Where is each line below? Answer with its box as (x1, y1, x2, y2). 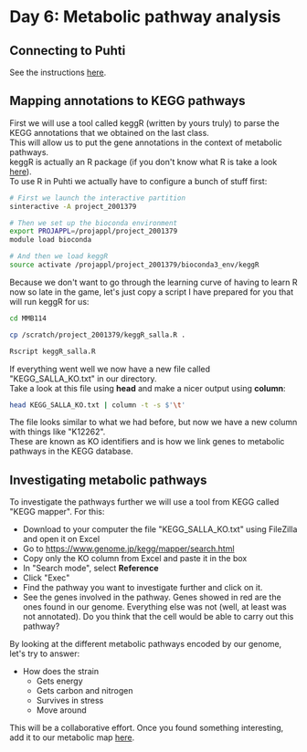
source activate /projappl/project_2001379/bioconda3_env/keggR (9, 260, 259, 270)
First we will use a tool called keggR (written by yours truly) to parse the (9, 117, 281, 129)
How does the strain (22, 666, 99, 677)
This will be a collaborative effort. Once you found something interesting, (9, 723, 284, 734)
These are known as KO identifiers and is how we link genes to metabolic (9, 436, 285, 447)
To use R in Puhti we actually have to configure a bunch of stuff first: (9, 175, 268, 186)
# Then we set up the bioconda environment (9, 218, 178, 227)
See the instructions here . (9, 67, 107, 78)
